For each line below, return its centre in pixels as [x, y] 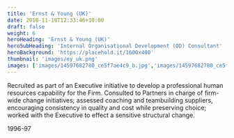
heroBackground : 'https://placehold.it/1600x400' [81, 53]
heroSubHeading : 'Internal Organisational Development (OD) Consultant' [115, 46]
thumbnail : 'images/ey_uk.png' [53, 59]
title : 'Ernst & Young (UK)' [49, 14]
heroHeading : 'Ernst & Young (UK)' [59, 40]
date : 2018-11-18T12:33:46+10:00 [56, 20]
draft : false [26, 26]
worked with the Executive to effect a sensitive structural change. [101, 115]
